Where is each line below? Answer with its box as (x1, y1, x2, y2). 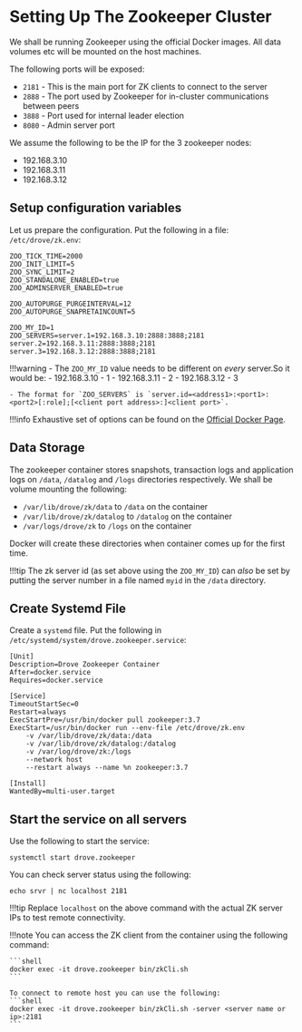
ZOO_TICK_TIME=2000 (9, 251, 83, 260)
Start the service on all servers (9, 812, 188, 827)
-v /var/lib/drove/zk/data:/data (25, 732, 152, 741)
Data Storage (9, 440, 85, 455)
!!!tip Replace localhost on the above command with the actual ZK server (9, 902, 283, 913)
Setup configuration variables (9, 200, 182, 216)
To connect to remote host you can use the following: (9, 988, 221, 998)
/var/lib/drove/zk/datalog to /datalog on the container (22, 511, 233, 521)
